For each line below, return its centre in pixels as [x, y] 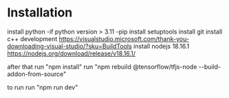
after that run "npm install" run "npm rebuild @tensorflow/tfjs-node [102, 66]
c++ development [32, 38]
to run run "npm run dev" [43, 87]
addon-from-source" [37, 74]
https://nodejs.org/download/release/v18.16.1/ [72, 53]
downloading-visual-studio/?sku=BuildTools [69, 46]
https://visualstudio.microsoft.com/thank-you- [124, 38]
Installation [40, 13]
